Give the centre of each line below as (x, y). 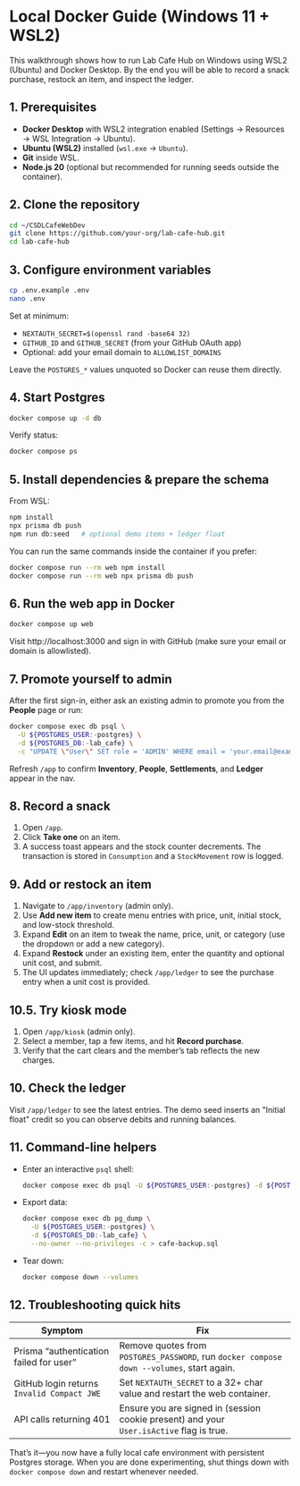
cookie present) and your (172, 1419)
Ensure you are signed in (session (190, 1408)
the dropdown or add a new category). (93, 944)
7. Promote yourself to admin (91, 679)
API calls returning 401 (62, 1419)
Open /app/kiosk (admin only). (79, 1032)
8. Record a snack (60, 806)
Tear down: (43, 1261)
